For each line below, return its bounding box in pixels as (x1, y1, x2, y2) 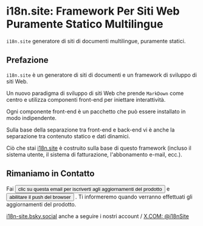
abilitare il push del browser (9, 194, 71, 200)
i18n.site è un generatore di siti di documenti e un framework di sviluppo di (6, 71, 198, 79)
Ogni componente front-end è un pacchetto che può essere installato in (6, 108, 186, 115)
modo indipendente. (6, 114, 57, 121)
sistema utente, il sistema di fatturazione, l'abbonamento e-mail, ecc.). (6, 150, 182, 158)
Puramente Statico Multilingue (6, 17, 163, 31)
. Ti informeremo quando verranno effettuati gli (75, 193, 193, 200)
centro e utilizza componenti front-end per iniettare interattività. (6, 96, 166, 103)
